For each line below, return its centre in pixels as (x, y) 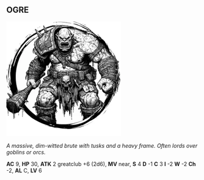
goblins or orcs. (26, 152)
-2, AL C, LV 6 (24, 170)
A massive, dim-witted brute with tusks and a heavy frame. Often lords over (102, 145)
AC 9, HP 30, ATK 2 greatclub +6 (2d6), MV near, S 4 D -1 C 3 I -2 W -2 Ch (101, 164)
